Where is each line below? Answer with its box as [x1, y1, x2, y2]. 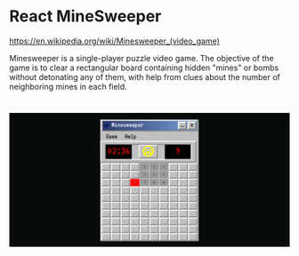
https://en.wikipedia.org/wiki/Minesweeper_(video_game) [9, 36, 221, 46]
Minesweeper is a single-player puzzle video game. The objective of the [9, 52, 274, 63]
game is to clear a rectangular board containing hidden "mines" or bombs [9, 62, 279, 73]
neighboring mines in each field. [9, 81, 127, 92]
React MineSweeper [9, 6, 162, 27]
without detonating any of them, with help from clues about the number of [9, 71, 280, 82]
